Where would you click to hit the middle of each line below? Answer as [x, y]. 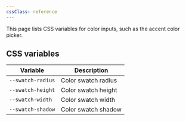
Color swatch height [89, 90]
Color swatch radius [89, 80]
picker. [14, 35]
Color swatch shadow [91, 110]
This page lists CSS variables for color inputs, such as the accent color [93, 29]
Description [91, 70]
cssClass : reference [32, 12]
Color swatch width [88, 100]
